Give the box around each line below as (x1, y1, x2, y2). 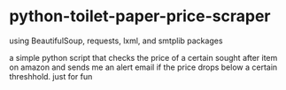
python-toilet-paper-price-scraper (9, 6, 271, 26)
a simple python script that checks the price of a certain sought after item (9, 52, 278, 63)
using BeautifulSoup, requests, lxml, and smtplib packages (9, 35, 223, 46)
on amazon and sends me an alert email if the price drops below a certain (9, 62, 278, 72)
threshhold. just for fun (9, 71, 93, 81)
